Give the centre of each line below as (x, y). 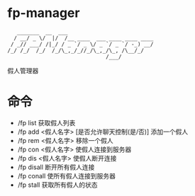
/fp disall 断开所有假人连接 (56, 167)
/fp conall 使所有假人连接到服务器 (66, 175)
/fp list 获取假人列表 (46, 122)
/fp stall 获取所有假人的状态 (57, 185)
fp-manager (44, 13)
